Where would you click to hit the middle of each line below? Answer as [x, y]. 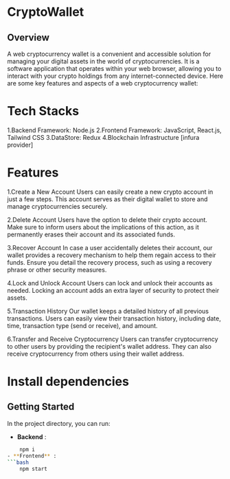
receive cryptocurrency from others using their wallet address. [96, 354]
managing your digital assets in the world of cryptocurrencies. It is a [103, 61]
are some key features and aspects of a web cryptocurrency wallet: [103, 83]
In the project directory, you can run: [59, 423]
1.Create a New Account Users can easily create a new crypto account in [110, 192]
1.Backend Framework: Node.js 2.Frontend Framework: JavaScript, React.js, [114, 130]
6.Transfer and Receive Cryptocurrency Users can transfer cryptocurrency [113, 339]
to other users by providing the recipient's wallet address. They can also [109, 346]
